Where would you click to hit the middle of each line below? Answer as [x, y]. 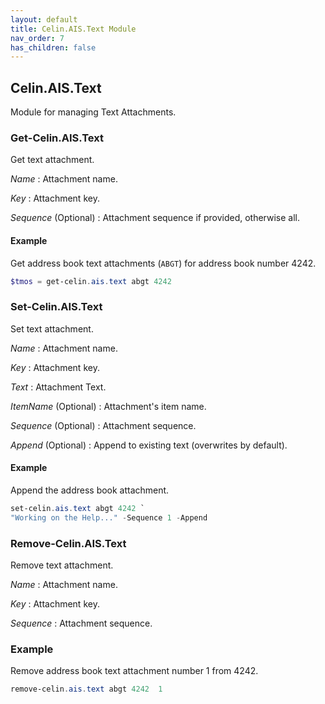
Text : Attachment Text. [58, 387]
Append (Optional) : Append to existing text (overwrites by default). [149, 445]
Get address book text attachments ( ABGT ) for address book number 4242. [163, 263]
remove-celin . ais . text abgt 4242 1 [86, 689]
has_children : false [53, 47]
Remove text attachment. [62, 565]
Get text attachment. [52, 160]
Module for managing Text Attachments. [93, 112]
